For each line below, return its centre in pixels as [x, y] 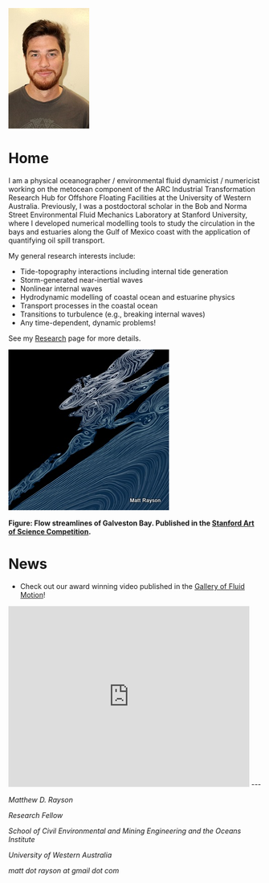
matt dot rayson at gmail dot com [64, 870]
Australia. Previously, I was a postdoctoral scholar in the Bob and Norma [128, 206]
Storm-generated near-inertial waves [81, 280]
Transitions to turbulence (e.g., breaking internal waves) [113, 314]
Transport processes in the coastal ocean [89, 305]
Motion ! [33, 595]
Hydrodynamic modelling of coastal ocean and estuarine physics [127, 296]
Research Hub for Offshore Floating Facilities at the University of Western [130, 198]
